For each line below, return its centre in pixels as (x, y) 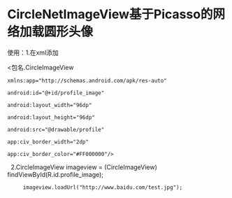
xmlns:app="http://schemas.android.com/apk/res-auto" (87, 80)
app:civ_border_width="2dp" (48, 142)
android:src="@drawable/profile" (56, 129)
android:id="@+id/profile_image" (56, 93)
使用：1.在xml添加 (33, 52)
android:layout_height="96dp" (51, 117)
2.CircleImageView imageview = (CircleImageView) (84, 167)
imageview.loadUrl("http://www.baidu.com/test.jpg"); (103, 187)
